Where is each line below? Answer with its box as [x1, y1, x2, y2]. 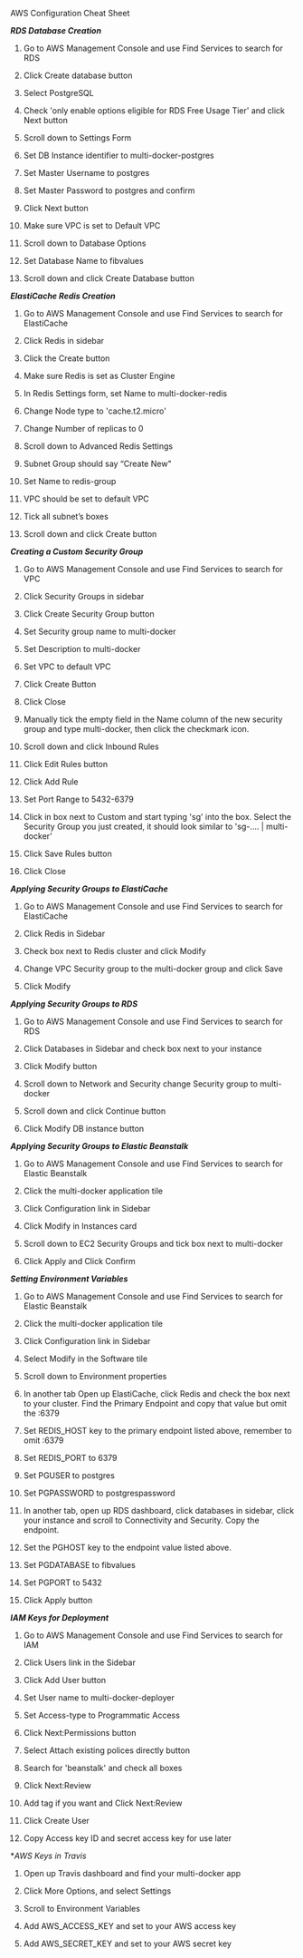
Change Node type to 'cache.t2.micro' [23, 405, 166, 416]
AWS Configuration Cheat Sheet [10, 8, 130, 18]
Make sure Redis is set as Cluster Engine [23, 371, 175, 381]
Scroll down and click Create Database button [23, 273, 195, 284]
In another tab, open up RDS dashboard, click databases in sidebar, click [23, 1505, 295, 1515]
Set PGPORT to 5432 [23, 1577, 102, 1588]
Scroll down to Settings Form [23, 132, 132, 143]
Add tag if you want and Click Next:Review [23, 1797, 183, 1808]
